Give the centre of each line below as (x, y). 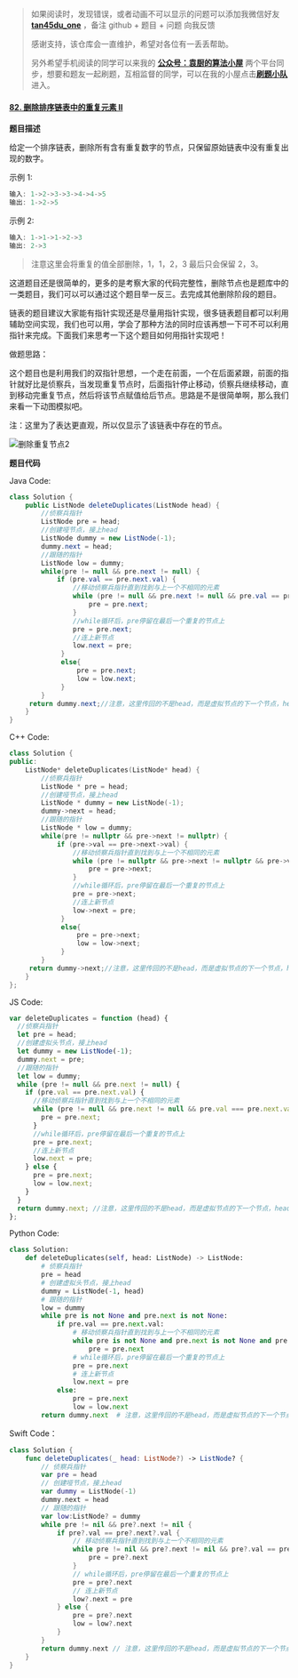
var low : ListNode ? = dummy (91, 1516)
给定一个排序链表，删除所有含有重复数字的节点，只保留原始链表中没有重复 (145, 148)
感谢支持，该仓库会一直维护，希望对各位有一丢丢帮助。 (132, 44)
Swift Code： (33, 1433)
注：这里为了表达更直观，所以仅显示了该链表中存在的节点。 (118, 425)
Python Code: (34, 1233)
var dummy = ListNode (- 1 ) (89, 1492)
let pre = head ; (47, 1035)
